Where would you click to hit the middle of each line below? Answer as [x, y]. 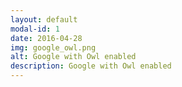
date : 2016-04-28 [46, 38]
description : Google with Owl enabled [91, 66]
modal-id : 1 [35, 29]
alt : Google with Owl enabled [73, 57]
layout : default [44, 19]
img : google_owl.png [53, 47]
